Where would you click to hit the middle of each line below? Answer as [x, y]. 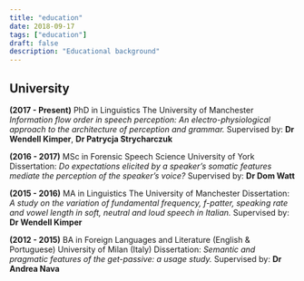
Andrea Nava [35, 268]
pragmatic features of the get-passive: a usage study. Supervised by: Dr [146, 258]
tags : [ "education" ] [49, 34]
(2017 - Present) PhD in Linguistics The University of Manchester [132, 110]
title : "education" [46, 18]
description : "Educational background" [85, 52]
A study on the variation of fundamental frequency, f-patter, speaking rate [149, 203]
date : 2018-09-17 [42, 26]
